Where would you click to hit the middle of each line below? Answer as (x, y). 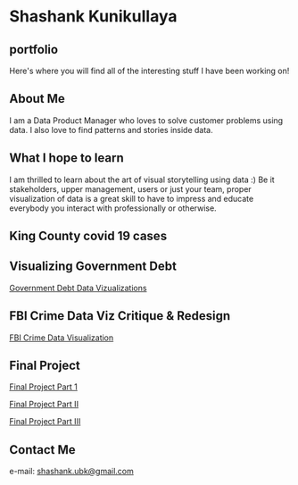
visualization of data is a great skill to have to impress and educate (132, 198)
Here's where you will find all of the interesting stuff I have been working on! (149, 71)
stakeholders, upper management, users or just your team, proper (130, 188)
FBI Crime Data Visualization (62, 338)
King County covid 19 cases (88, 236)
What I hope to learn (66, 158)
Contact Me (42, 450)
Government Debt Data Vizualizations (78, 288)
